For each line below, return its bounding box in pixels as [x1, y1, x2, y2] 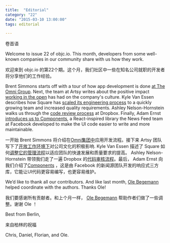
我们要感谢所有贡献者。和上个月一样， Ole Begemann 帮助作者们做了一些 [5, 195, 159, 201]
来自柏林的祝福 [5, 222, 37, 228]
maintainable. [5, 127, 33, 133]
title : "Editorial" [5, 7, 49, 13]
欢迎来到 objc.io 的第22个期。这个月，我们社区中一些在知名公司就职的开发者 [5, 67, 165, 73]
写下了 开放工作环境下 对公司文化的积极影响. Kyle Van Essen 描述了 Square [5, 143, 160, 149]
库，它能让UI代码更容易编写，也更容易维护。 [5, 169, 99, 175]
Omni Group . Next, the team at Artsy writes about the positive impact [5, 88, 150, 95]
